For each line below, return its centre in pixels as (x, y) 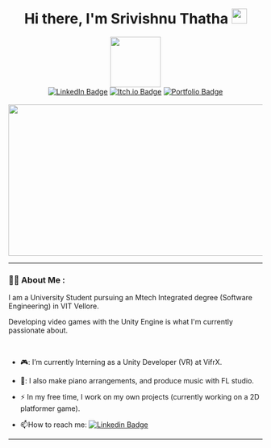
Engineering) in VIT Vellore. (54, 306)
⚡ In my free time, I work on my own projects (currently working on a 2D (140, 397)
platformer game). (50, 408)
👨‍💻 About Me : (37, 280)
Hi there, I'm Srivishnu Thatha (126, 19)
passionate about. (38, 330)
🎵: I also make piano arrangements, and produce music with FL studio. (137, 381)
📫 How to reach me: (53, 425)
